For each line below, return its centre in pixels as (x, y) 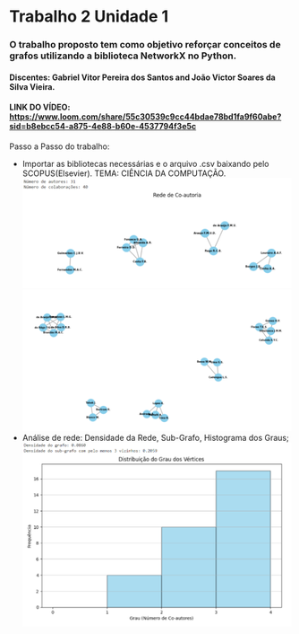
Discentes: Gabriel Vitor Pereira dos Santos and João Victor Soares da (142, 77)
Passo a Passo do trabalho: (60, 146)
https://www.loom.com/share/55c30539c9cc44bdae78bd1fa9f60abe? (145, 117)
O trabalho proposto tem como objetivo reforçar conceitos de (145, 45)
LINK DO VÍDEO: (40, 107)
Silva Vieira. (32, 86)
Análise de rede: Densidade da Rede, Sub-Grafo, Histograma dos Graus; (155, 437)
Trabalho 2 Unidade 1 (89, 17)
